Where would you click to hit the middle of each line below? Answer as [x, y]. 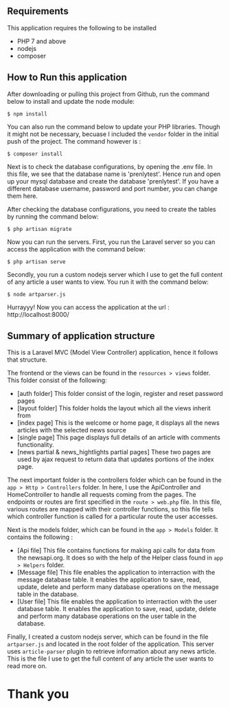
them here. [22, 196]
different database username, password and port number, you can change [112, 188]
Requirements [38, 11]
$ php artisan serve [37, 262]
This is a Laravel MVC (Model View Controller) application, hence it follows [113, 353]
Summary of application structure [81, 336]
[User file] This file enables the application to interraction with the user [117, 601]
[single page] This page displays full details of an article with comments [119, 438]
